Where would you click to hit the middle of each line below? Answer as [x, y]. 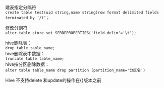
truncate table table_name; [35, 59]
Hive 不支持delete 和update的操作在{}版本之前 [53, 80]
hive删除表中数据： [25, 54]
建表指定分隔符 [21, 7]
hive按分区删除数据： [27, 64]
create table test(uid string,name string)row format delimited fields [82, 13]
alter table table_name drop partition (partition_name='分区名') [75, 70]
